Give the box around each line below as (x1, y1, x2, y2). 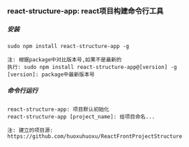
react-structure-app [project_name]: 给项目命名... (7, 113, 156, 120)
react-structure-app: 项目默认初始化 (7, 106, 109, 113)
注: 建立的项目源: (7, 127, 54, 134)
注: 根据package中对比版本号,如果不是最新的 (7, 56, 122, 63)
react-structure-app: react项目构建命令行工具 (7, 6, 164, 15)
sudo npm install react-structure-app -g (7, 42, 130, 49)
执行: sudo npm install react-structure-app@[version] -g (7, 63, 177, 70)
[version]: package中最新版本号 (7, 71, 96, 78)
